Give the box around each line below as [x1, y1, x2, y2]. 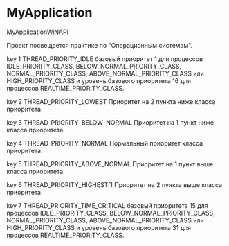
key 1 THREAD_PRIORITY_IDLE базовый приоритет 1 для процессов [6, 54, 203, 63]
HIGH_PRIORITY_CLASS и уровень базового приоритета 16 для [6, 76, 192, 85]
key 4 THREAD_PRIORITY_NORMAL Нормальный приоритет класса [6, 139, 203, 147]
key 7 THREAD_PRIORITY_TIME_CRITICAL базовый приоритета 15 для [6, 201, 208, 209]
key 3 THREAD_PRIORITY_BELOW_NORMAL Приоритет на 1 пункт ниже [6, 118, 214, 126]
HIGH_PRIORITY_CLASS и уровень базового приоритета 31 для [6, 223, 192, 231]
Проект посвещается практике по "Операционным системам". [6, 41, 193, 49]
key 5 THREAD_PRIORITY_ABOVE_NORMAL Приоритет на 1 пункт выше [6, 159, 214, 168]
